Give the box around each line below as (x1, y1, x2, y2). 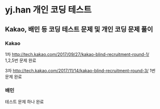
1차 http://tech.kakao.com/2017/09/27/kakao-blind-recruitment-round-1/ (5, 51, 149, 57)
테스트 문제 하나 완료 (5, 99, 44, 105)
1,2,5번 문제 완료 (5, 57, 36, 63)
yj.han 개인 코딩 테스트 (5, 4, 92, 15)
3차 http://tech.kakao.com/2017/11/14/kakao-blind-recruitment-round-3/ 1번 (5, 68, 156, 73)
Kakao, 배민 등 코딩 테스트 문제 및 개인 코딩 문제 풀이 (5, 25, 153, 33)
